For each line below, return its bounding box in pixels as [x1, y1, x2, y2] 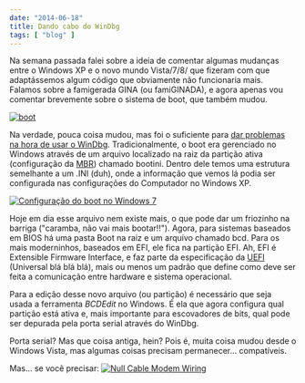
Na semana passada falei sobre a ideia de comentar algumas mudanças [9, 56, 280, 67]
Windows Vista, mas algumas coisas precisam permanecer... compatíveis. [9, 346, 288, 357]
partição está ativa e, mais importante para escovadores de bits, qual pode [9, 308, 290, 319]
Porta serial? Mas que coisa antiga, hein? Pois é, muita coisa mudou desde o [9, 336, 297, 347]
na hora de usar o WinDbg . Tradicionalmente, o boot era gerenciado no [9, 139, 277, 150]
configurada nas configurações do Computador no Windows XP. [9, 178, 252, 189]
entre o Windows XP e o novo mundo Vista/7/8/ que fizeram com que [9, 65, 270, 76]
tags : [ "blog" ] [9, 30, 76, 39]
